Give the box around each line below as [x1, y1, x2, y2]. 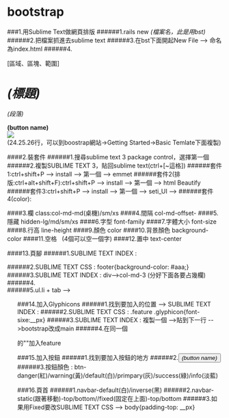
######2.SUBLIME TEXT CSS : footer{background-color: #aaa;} [7, 263, 189, 271]
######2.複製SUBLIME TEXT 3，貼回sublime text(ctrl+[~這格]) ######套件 [7, 161, 222, 170]
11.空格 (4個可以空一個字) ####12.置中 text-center [38, 234, 183, 243]
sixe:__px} [16, 315, 46, 324]
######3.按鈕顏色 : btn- [16, 363, 87, 371]
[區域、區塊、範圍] [7, 59, 60, 67]
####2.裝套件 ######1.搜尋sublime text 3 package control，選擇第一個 [7, 153, 210, 161]
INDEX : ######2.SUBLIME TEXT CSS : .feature [16, 307, 152, 315]
